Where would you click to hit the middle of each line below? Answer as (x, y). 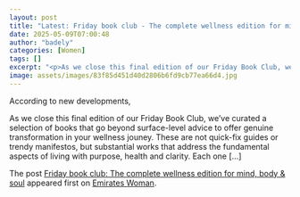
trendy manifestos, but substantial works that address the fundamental (139, 146)
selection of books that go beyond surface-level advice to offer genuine (142, 127)
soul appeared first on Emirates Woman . (83, 183)
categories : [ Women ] (48, 51)
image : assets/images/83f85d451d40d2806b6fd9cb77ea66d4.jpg (124, 76)
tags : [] (25, 59)
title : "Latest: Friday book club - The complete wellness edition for (145, 26)
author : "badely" (42, 42)
